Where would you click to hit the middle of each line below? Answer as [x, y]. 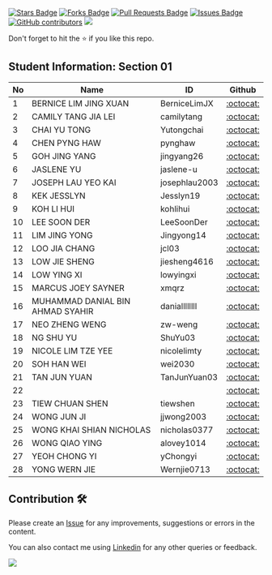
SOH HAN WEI [59, 363]
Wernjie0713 [185, 469]
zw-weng [179, 324]
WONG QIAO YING [67, 443]
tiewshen [178, 403]
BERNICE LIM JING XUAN [81, 103]
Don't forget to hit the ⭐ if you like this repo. [81, 38]
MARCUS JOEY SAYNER [79, 288]
